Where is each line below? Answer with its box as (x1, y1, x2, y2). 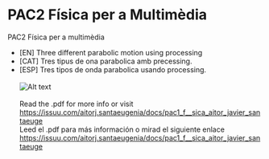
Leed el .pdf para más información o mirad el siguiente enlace (19, 124, 225, 134)
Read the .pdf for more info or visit (19, 99, 134, 108)
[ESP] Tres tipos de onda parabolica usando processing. (19, 64, 207, 74)
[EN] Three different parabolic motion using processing (19, 47, 203, 57)
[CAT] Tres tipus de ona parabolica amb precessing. (19, 56, 192, 66)
